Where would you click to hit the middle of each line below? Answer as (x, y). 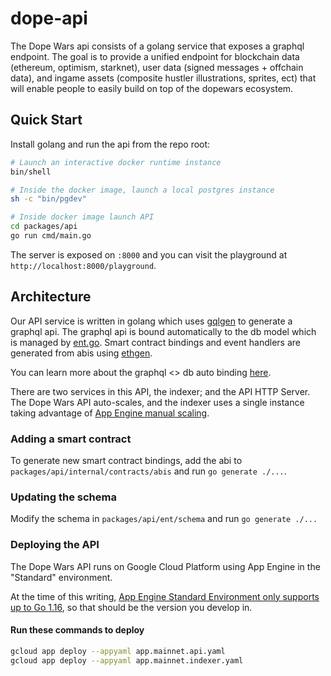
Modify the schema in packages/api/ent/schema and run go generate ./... (164, 519)
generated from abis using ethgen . (81, 353)
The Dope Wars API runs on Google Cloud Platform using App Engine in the (165, 566)
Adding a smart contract (71, 439)
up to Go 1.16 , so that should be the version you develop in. (131, 607)
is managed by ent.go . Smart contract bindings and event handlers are (156, 342)
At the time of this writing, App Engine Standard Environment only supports (165, 596)
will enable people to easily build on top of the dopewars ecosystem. (152, 88)
